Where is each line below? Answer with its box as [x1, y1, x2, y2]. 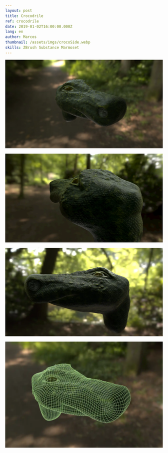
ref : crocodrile [5, 19, 39, 24]
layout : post [5, 8, 32, 13]
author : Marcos [5, 35, 37, 40]
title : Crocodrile [5, 13, 43, 19]
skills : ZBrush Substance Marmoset [5, 45, 79, 50]
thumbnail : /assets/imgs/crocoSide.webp [5, 40, 91, 45]
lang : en [5, 29, 23, 35]
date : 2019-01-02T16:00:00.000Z [5, 24, 72, 29]
